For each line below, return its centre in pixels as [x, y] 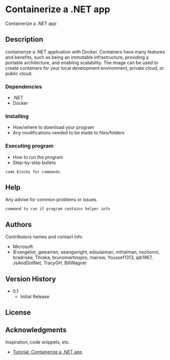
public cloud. [19, 73]
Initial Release [35, 297]
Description [24, 39]
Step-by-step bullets [34, 162]
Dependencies [24, 87]
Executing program [30, 146]
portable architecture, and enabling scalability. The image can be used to [82, 63]
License [18, 312]
